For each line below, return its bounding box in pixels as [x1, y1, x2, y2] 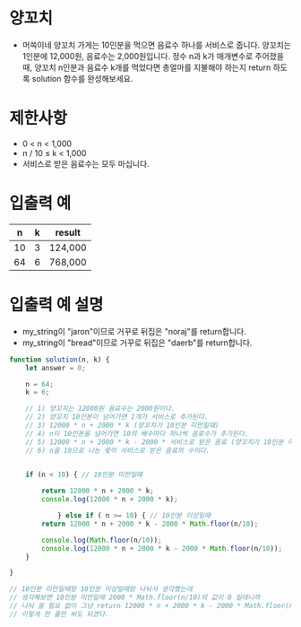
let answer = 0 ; [25, 363, 87, 372]
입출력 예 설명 [9, 295, 104, 315]
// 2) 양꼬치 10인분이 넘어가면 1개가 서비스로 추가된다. [25, 413, 209, 422]
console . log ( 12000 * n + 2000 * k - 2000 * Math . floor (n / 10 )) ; [41, 544, 283, 553]
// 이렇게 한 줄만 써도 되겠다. [9, 609, 109, 619]
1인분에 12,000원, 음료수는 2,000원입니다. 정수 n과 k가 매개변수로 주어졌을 [21, 50, 285, 61]
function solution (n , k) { [9, 355, 110, 364]
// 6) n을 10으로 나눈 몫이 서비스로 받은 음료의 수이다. [25, 446, 211, 455]
